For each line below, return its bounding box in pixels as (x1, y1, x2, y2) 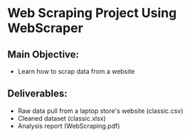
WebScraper (7, 20, 83, 36)
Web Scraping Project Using (7, 5, 177, 21)
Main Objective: (7, 48, 80, 60)
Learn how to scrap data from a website (17, 67, 135, 75)
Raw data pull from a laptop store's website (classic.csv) (17, 106, 184, 115)
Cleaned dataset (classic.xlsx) (17, 114, 107, 122)
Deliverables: (7, 87, 68, 100)
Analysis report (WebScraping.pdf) (17, 121, 120, 130)
